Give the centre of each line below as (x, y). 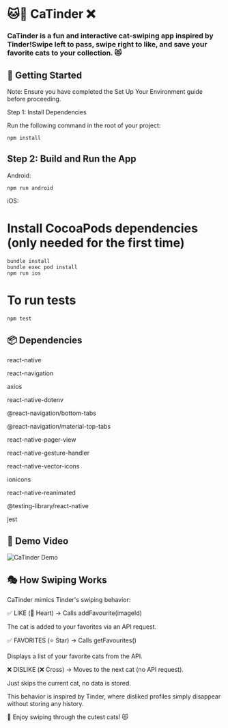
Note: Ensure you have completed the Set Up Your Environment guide (105, 91)
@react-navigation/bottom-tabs (52, 413)
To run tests (42, 300)
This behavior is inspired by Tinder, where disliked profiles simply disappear (114, 696)
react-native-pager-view (42, 440)
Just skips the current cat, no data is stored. (69, 683)
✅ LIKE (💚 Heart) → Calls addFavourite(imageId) (74, 613)
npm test (19, 318)
